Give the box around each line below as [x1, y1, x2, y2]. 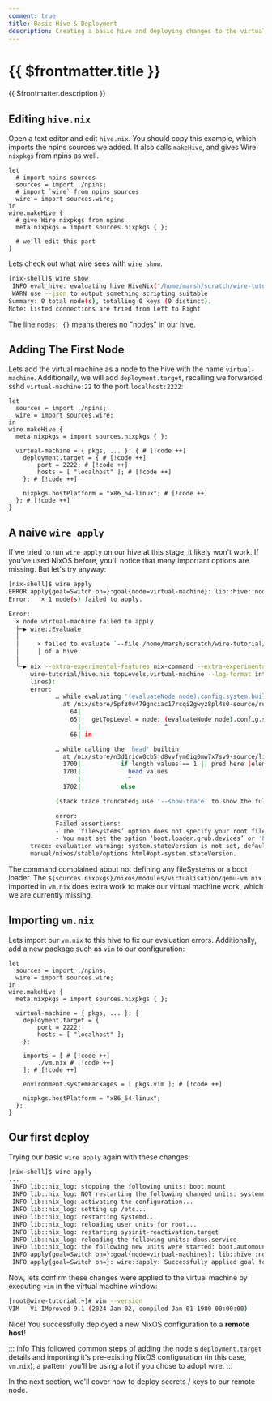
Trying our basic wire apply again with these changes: [8, 1152, 191, 1162]
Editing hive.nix [8, 112, 91, 126]
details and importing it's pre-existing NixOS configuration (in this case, [8, 1352, 247, 1362]
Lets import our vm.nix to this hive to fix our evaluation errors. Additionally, [8, 935, 257, 945]
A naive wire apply [8, 525, 104, 539]
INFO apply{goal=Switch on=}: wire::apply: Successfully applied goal [11, 1258, 255, 1266]
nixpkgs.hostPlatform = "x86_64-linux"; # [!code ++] [23, 490, 208, 498]
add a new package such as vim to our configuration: [8, 944, 185, 953]
